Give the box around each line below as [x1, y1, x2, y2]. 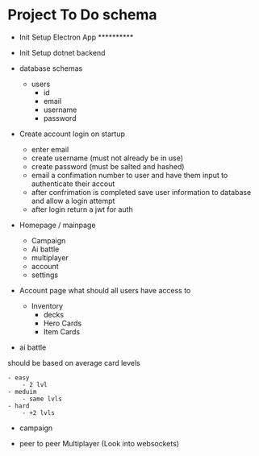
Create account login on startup [19, 129, 126, 139]
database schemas [19, 63, 83, 73]
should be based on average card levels [7, 358, 140, 367]
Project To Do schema [7, 6, 158, 24]
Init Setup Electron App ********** [19, 32, 134, 42]
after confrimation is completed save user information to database [31, 187, 252, 197]
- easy [7, 373, 30, 382]
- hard [7, 401, 30, 410]
